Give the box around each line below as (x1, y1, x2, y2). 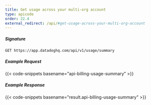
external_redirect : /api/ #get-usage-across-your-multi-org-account (5, 21, 146, 26)
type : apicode (5, 12, 34, 17)
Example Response (5, 82, 45, 88)
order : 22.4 (5, 16, 29, 21)
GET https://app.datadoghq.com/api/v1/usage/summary (5, 48, 115, 53)
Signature (5, 36, 26, 42)
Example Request (5, 58, 42, 64)
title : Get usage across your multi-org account (5, 7, 106, 12)
